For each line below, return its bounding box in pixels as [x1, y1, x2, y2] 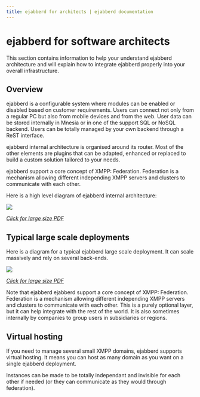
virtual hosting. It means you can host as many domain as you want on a [6, 354, 184, 361]
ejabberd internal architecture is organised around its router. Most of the [6, 143, 184, 151]
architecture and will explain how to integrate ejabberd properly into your [6, 60, 186, 68]
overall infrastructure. [6, 67, 60, 74]
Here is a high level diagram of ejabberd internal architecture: [6, 192, 157, 199]
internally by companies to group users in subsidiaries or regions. [6, 314, 167, 322]
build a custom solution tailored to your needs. [6, 156, 121, 163]
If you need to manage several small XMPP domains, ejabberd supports [6, 347, 182, 355]
